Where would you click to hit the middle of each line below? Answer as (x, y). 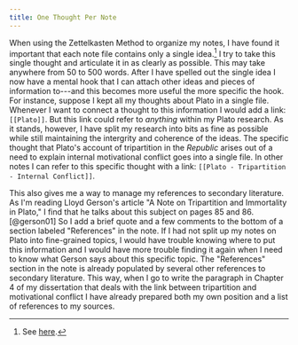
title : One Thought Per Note (63, 17)
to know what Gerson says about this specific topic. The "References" (137, 259)
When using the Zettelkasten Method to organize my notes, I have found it (145, 43)
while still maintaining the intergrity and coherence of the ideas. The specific (149, 138)
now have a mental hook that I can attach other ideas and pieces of (132, 82)
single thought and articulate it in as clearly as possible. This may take (137, 63)
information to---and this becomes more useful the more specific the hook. (147, 91)
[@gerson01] (33, 222)
